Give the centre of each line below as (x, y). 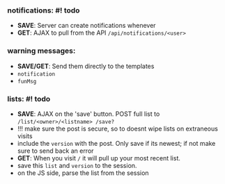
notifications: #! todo (44, 10)
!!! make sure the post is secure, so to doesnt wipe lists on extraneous (117, 128)
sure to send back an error (55, 151)
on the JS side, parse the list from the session (83, 173)
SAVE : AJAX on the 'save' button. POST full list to (88, 114)
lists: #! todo (29, 99)
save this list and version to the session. (77, 165)
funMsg (27, 81)
